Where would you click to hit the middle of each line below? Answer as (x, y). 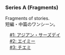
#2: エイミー (23, 41)
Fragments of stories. (27, 18)
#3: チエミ (20, 47)
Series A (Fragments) (32, 7)
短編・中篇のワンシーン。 (31, 24)
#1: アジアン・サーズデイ (35, 35)
